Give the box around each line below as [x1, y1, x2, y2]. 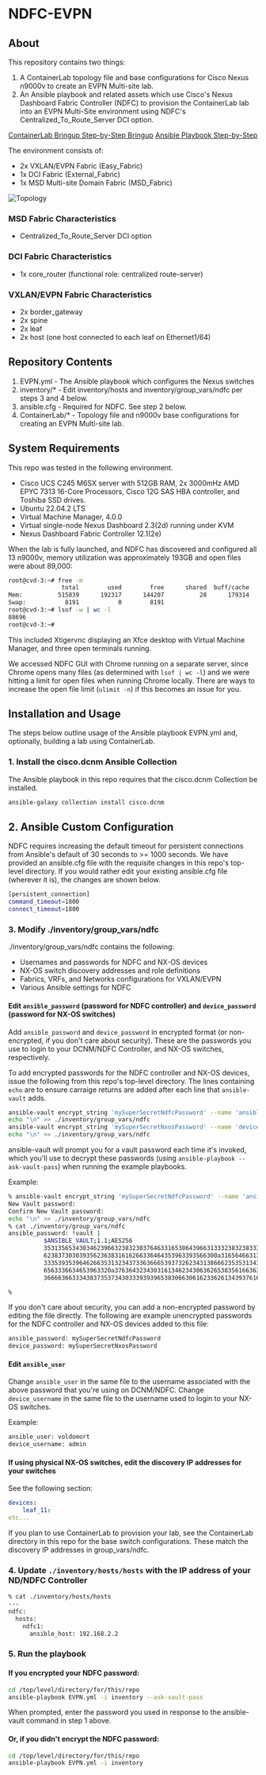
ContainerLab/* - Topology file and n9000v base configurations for [19, 410, 240, 419]
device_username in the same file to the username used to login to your [8, 1394, 237, 1403]
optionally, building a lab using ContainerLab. [8, 736, 156, 747]
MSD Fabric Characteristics [8, 213, 116, 224]
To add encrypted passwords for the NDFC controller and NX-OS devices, [8, 1067, 250, 1077]
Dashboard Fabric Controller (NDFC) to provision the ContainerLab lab [19, 98, 249, 107]
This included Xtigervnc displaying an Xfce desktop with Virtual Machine [8, 635, 245, 644]
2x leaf [19, 323, 43, 334]
